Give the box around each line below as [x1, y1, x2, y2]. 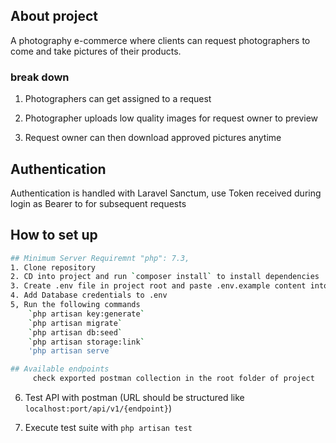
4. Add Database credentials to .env [10, 290, 168, 301]
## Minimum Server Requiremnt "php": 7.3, [10, 253, 190, 263]
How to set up [10, 227, 98, 244]
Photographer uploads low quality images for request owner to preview [24, 112, 319, 124]
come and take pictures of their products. [10, 45, 182, 57]
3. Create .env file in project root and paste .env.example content [10, 281, 307, 291]
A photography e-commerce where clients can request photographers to [10, 34, 311, 46]
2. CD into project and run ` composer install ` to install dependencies [10, 272, 320, 282]
